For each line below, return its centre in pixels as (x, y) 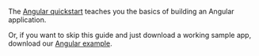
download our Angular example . (60, 43)
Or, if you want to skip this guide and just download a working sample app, (130, 35)
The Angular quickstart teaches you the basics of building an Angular (122, 11)
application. (27, 20)
